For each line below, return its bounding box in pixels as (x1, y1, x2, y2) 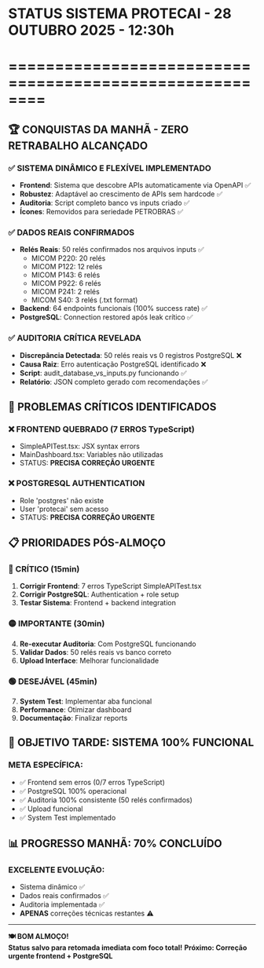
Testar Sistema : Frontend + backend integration (19, 598, 177, 608)
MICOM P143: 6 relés (31, 270, 101, 279)
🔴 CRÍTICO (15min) (8, 563, 80, 574)
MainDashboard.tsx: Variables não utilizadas (19, 450, 163, 459)
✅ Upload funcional (19, 804, 83, 813)
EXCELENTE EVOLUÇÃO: (8, 864, 105, 875)
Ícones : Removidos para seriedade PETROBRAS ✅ (19, 207, 184, 217)
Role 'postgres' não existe (19, 495, 104, 505)
